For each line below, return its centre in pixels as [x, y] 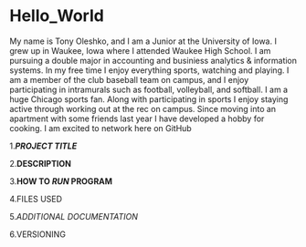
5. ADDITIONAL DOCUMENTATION [74, 216]
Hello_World [57, 16]
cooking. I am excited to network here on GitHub [100, 128]
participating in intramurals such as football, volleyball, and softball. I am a [149, 89]
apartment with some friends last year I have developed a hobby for [137, 118]
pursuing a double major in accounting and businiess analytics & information [153, 60]
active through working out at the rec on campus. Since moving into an [143, 108]
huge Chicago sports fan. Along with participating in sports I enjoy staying [149, 99]
